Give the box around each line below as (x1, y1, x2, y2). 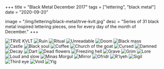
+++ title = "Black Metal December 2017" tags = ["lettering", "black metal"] (5, 4, 156, 10)
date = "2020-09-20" (5, 9, 49, 15)
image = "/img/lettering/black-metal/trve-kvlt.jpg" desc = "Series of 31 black (5, 19, 159, 24)
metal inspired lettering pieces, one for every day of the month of (5, 24, 136, 29)
